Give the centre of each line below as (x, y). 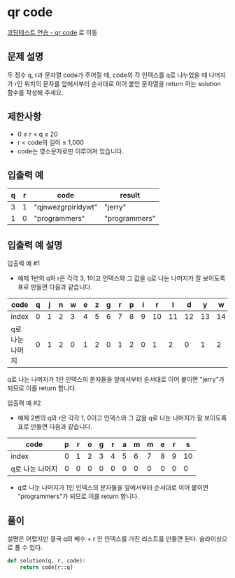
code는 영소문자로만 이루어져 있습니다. (70, 151)
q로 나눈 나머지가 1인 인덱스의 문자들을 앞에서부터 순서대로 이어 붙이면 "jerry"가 (116, 380)
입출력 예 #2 (24, 403)
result (130, 195)
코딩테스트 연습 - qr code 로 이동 (52, 32)
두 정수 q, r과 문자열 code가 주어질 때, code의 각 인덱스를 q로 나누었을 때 (107, 75)
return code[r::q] (47, 567)
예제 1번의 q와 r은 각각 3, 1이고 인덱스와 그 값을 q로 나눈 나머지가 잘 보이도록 (121, 278)
